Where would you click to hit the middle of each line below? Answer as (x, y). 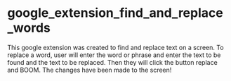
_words (29, 28)
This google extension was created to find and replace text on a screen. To (115, 47)
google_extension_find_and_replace (115, 13)
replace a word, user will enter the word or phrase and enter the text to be (114, 55)
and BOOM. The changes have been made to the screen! (90, 70)
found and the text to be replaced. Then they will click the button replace (112, 62)
